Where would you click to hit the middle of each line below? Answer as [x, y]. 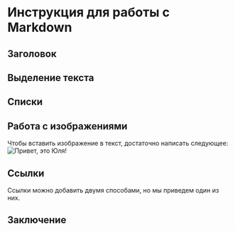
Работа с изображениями [67, 126]
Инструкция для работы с [89, 12]
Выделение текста [51, 78]
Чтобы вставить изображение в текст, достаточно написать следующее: [118, 144]
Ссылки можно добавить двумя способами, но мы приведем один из [113, 190]
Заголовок [32, 54]
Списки [25, 102]
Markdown [40, 27]
